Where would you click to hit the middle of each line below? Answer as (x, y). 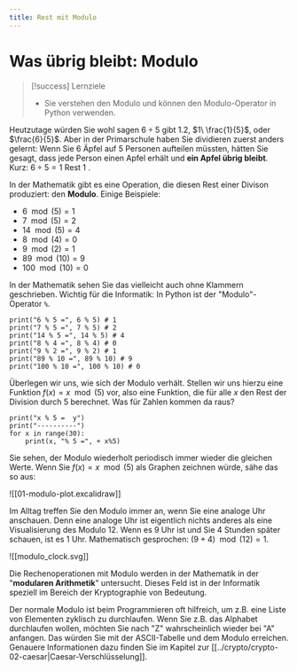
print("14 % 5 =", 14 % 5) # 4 (67, 335)
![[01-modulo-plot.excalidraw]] (65, 494)
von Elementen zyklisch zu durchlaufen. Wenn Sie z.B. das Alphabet (134, 619)
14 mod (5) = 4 (51, 230)
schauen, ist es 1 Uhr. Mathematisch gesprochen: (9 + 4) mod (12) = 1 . (139, 539)
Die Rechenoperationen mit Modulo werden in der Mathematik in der (134, 573)
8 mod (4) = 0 (50, 239)
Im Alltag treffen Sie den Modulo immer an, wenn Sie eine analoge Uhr (137, 511)
